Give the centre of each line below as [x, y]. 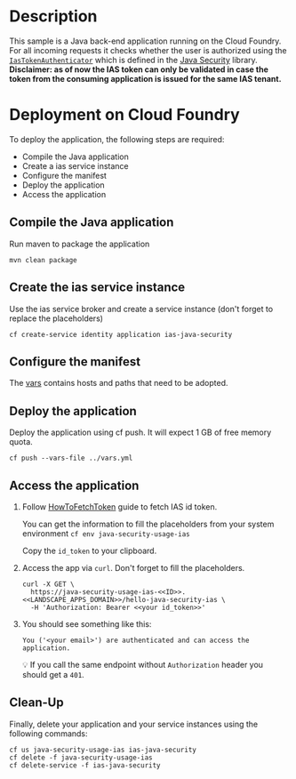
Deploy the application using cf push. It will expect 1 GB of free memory [140, 432]
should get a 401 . [53, 674]
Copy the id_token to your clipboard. [89, 550]
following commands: [48, 733]
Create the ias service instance [97, 288]
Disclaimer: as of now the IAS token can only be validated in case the [139, 69]
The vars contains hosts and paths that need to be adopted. [119, 383]
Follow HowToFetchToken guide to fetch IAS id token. [120, 506]
